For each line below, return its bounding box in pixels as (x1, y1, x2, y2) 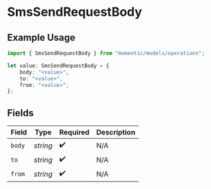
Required (59, 128, 90, 137)
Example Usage (7, 32, 76, 43)
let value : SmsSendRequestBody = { (7, 62, 110, 69)
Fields (7, 107, 34, 119)
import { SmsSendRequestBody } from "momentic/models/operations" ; (7, 50, 205, 57)
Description (96, 128, 136, 137)
